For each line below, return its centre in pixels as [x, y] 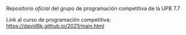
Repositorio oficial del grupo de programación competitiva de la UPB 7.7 [93, 8]
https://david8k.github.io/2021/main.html [55, 26]
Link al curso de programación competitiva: [59, 20]
